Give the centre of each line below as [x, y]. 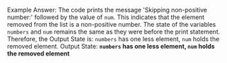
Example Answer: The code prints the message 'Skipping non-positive [107, 10]
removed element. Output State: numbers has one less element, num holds [111, 46]
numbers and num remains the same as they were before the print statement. [114, 32]
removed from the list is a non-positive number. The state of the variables [111, 24]
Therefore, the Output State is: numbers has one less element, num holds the [113, 39]
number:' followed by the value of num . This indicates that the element [106, 17]
